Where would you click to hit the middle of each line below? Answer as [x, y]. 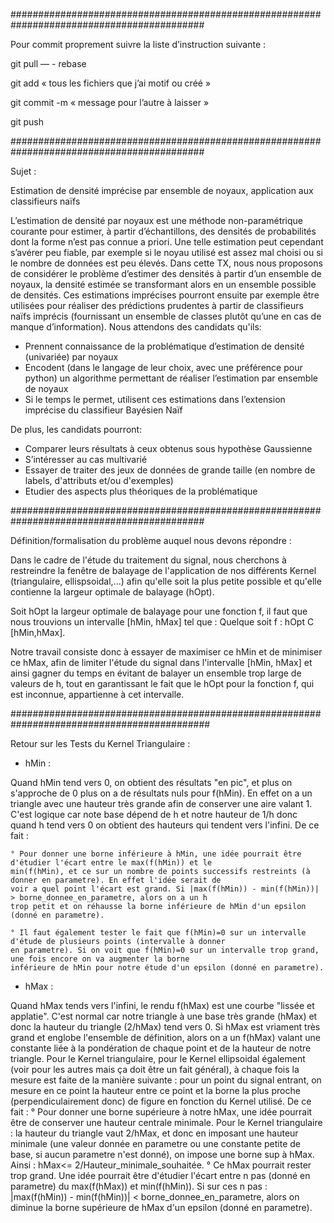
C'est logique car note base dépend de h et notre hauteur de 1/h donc [154, 814]
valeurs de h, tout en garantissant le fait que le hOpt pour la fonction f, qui [162, 683]
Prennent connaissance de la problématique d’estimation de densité [164, 346]
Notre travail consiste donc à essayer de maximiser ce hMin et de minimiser [166, 652]
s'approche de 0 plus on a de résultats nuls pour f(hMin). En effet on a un [161, 793]
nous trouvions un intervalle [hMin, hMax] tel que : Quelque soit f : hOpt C [162, 622]
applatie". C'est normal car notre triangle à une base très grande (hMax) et [164, 1016]
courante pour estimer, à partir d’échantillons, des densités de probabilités [163, 231]
